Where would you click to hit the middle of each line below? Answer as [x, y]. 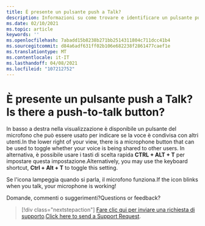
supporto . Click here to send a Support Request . [81, 216]
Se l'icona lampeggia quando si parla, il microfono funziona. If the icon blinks [102, 180]
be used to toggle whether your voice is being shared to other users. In [95, 148]
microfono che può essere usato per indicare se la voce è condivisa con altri [103, 136]
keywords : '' [23, 35]
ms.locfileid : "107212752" [41, 69]
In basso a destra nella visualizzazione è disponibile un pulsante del [92, 129]
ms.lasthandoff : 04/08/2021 [42, 63]
